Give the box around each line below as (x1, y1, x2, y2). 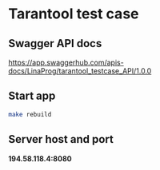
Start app (8, 89, 56, 103)
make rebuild (8, 110, 52, 118)
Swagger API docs (8, 37, 102, 50)
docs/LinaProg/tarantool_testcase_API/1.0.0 (8, 66, 152, 76)
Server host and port (8, 132, 114, 146)
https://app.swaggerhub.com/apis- (8, 57, 124, 67)
